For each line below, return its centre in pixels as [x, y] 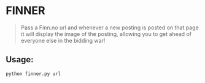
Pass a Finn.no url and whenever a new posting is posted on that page [110, 27]
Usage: [20, 60]
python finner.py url [33, 74]
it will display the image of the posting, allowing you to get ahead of [106, 34]
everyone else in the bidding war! [63, 40]
